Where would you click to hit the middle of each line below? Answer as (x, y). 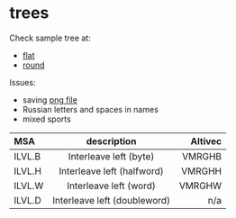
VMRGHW (200, 186)
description (111, 141)
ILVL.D (28, 200)
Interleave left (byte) (111, 156)
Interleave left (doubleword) (112, 200)
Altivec (206, 141)
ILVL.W (29, 186)
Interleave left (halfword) (111, 171)
